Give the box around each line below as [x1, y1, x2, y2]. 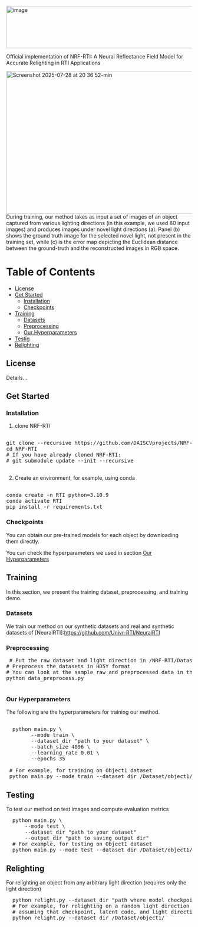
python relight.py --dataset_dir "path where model [12, 897, 165, 903]
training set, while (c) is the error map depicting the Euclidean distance [6, 239, 178, 245]
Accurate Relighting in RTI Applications [6, 59, 101, 66]
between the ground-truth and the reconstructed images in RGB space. [6, 245, 179, 252]
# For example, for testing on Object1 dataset [12, 841, 153, 847]
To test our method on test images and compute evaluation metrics [6, 806, 169, 813]
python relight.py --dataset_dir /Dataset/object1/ [12, 915, 165, 921]
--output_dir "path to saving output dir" [24, 835, 149, 841]
